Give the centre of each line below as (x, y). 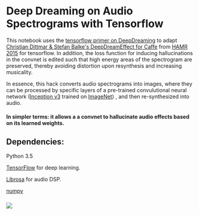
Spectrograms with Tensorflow (85, 24)
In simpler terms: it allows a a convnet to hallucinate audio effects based (98, 116)
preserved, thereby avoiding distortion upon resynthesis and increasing (94, 66)
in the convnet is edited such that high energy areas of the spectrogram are (99, 59)
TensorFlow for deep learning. (43, 168)
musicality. (19, 72)
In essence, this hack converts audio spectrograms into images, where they (99, 84)
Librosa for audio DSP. (34, 179)
